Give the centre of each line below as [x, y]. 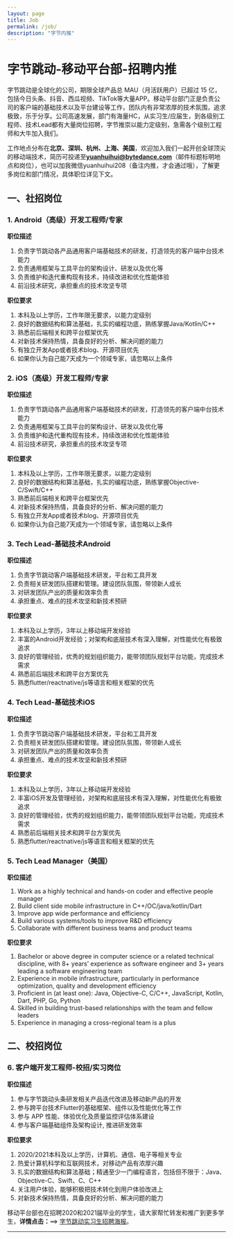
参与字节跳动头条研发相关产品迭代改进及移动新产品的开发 [99, 1099]
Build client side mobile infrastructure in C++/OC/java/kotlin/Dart [110, 906]
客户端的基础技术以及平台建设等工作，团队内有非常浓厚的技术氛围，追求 [122, 108]
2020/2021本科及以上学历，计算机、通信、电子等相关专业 [100, 1154]
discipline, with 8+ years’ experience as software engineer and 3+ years [120, 964]
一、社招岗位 [35, 198]
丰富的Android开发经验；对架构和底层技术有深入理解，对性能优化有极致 [120, 639]
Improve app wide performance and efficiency [84, 913]
